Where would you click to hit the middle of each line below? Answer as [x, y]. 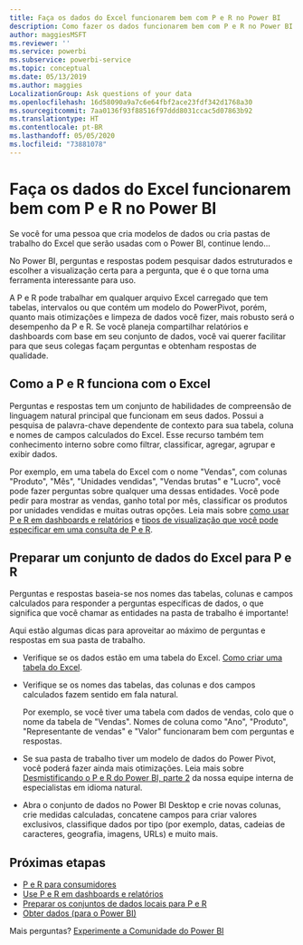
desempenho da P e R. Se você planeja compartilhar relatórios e [129, 326]
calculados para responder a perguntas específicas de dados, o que [137, 603]
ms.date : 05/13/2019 [48, 77]
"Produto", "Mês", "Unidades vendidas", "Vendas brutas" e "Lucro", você [145, 481]
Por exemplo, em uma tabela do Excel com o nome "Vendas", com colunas [148, 472]
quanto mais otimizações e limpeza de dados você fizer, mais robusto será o [152, 317]
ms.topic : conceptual [50, 69]
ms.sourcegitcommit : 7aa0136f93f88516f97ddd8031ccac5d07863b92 [131, 111]
